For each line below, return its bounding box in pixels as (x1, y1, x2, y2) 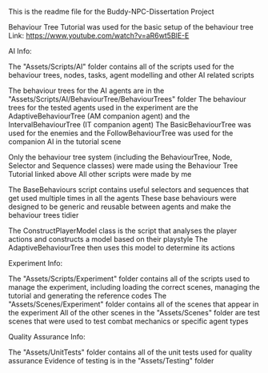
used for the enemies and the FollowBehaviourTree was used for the (8, 128, 234, 138)
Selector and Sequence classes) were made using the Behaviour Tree (8, 161, 238, 170)
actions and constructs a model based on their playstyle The (8, 235, 208, 243)
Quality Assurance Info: (8, 332, 86, 341)
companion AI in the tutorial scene (8, 137, 122, 146)
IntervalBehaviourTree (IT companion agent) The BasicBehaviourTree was (8, 120, 252, 129)
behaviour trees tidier (8, 211, 79, 219)
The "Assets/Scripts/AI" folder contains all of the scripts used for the (8, 62, 234, 71)
